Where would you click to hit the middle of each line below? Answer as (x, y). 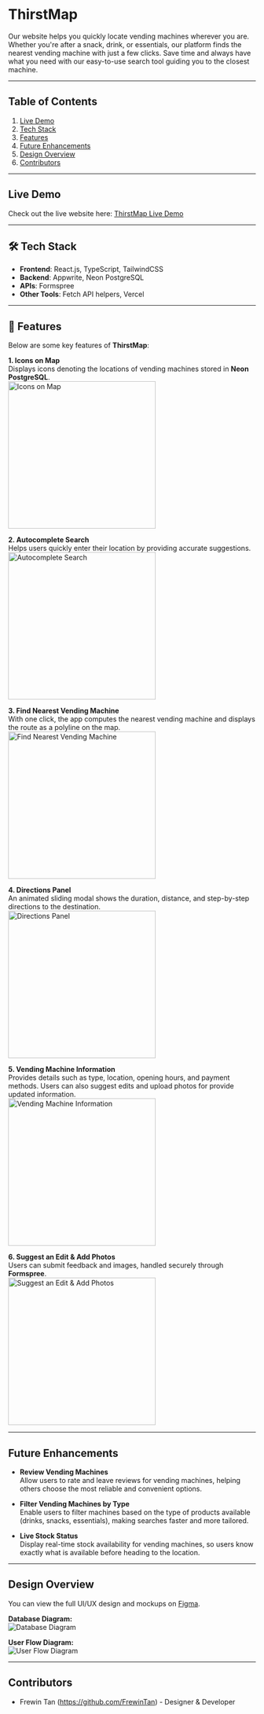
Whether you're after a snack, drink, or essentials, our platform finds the (125, 44)
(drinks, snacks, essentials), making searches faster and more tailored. (134, 1521)
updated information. (42, 1095)
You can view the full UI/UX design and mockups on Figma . (104, 1603)
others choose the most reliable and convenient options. (111, 1488)
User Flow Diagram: (41, 1642)
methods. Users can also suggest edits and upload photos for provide (121, 1086)
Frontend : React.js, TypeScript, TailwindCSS (91, 270)
